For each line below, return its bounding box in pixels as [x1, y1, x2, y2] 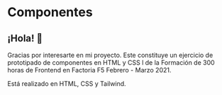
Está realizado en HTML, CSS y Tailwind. [7, 80, 126, 88]
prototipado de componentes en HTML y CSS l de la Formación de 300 [7, 58, 215, 67]
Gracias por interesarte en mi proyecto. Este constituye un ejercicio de [7, 51, 213, 59]
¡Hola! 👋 [7, 32, 43, 44]
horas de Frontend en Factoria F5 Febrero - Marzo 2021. [7, 66, 172, 74]
